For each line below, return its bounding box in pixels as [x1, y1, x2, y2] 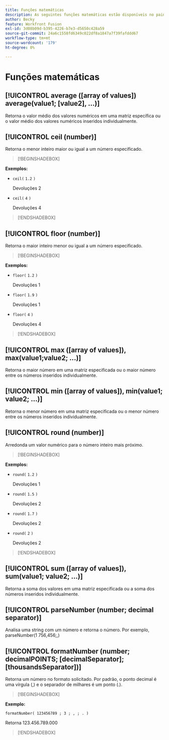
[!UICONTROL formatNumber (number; [5, 647, 130, 656]
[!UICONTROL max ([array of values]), [5, 345, 126, 354]
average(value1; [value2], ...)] [5, 99, 100, 108]
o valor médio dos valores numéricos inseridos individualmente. [5, 118, 138, 124]
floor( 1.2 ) [12, 273, 38, 278]
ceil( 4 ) [12, 196, 31, 201]
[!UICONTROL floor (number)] [5, 229, 101, 238]
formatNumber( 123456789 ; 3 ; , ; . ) [5, 711, 89, 716]
